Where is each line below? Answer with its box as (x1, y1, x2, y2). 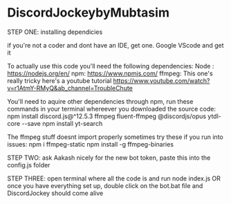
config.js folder (7, 160, 50, 169)
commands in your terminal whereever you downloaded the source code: (7, 104, 216, 113)
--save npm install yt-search (21, 119, 103, 127)
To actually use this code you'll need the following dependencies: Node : (7, 62, 214, 70)
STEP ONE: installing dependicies (7, 28, 103, 36)
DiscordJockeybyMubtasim (7, 5, 169, 21)
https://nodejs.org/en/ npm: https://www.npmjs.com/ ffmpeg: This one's (7, 69, 213, 77)
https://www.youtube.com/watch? (113, 76, 210, 84)
